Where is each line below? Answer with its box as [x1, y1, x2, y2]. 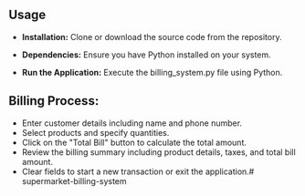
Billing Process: [8, 93, 100, 108]
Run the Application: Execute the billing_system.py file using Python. [21, 67, 283, 77]
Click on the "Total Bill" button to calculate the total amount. [21, 137, 247, 148]
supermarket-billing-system [21, 175, 127, 186]
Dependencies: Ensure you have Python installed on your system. [21, 49, 271, 60]
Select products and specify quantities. [21, 127, 170, 138]
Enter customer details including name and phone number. [21, 118, 243, 129]
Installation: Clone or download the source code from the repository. [21, 31, 282, 42]
